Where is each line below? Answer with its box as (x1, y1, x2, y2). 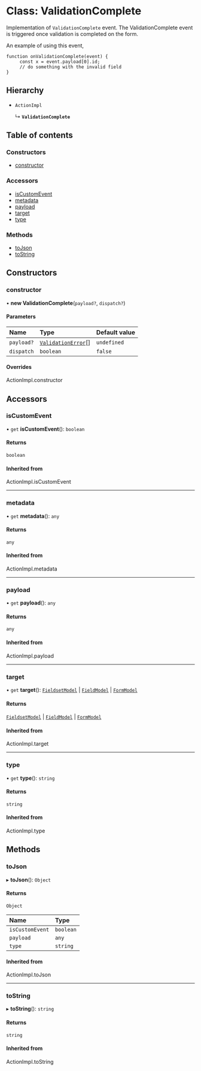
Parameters (6, 313, 36, 321)
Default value (96, 328, 136, 336)
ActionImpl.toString (6, 1058, 54, 1065)
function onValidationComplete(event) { (6, 53, 109, 59)
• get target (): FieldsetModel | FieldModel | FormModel (6, 686, 138, 693)
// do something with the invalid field (19, 64, 121, 70)
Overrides (6, 363, 32, 370)
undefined (96, 339, 124, 346)
